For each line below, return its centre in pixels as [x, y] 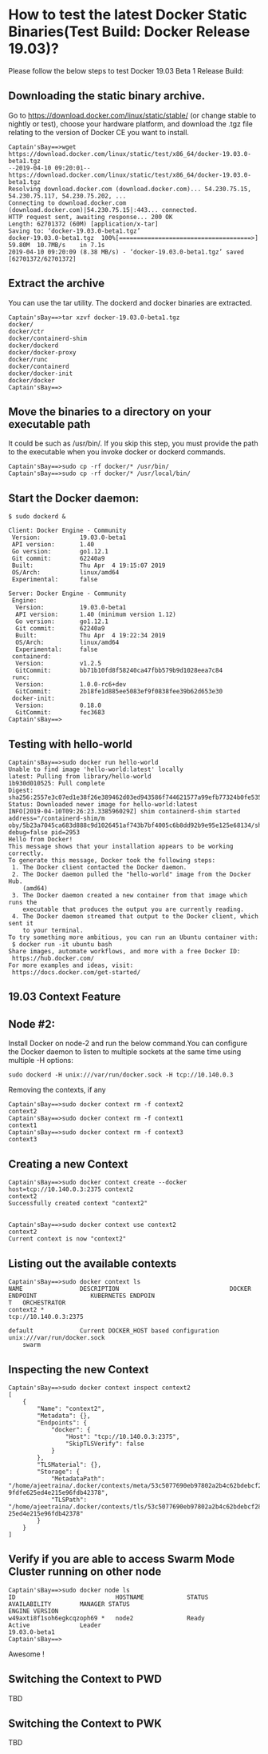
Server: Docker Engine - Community [67, 593]
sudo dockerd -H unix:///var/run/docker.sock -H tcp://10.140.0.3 [121, 1075]
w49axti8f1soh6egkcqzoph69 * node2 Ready [106, 1618]
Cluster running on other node [85, 1572]
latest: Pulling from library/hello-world [80, 777]
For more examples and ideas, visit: [71, 965]
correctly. [26, 853]
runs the [23, 902]
